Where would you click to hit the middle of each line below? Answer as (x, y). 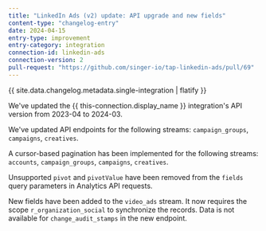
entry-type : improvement (49, 38)
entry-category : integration (57, 45)
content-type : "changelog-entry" (64, 23)
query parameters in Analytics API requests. (80, 186)
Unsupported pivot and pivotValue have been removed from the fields (126, 177)
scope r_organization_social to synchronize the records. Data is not (121, 209)
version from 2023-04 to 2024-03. (66, 114)
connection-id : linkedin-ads (57, 53)
